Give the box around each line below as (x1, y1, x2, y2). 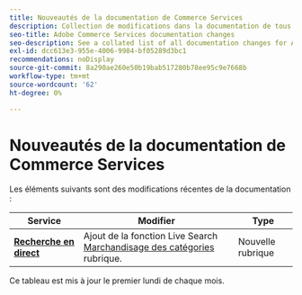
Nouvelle (237, 236, 276, 248)
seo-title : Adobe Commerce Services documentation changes (9, 30, 235, 39)
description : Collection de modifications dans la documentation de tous (9, 22, 292, 31)
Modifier (138, 215, 175, 228)
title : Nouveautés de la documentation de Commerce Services (9, 13, 244, 22)
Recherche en (13, 236, 75, 248)
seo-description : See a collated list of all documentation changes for (9, 38, 288, 48)
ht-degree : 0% (9, 88, 63, 97)
